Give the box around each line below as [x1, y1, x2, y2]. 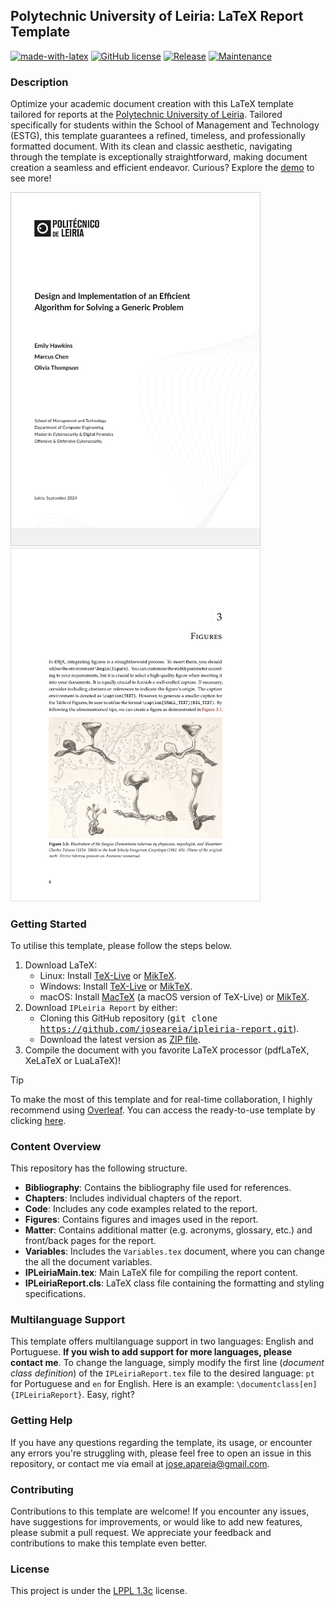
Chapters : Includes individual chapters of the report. [24, 1192, 243, 1204]
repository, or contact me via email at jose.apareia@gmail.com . [10, 1457, 270, 1469]
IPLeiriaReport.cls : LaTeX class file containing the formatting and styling [24, 1277, 325, 1289]
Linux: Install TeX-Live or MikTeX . [39, 969, 177, 981]
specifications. [24, 1288, 86, 1300]
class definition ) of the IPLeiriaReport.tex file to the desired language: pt [10, 1367, 315, 1379]
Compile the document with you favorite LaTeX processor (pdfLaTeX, [24, 1044, 310, 1056]
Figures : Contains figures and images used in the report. [24, 1214, 259, 1226]
